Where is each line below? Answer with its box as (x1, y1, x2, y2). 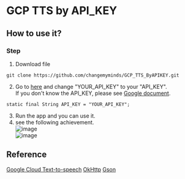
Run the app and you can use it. (15, 112, 96, 120)
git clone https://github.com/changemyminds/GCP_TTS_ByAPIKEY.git (6, 72, 179, 78)
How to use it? (6, 28, 62, 39)
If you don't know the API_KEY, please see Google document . (15, 89, 171, 97)
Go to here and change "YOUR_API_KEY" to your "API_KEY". (15, 83, 167, 90)
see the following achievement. (15, 118, 94, 126)
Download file (15, 60, 51, 67)
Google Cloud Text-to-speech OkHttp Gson (6, 166, 116, 173)
